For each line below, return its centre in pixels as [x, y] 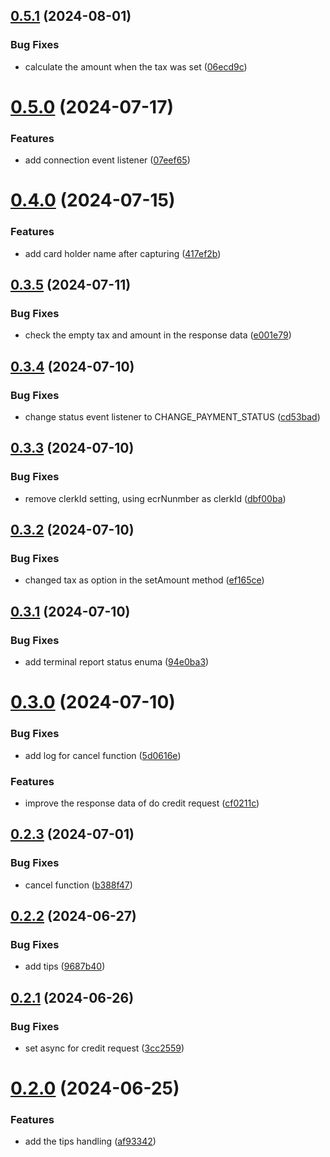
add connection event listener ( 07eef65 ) [107, 160]
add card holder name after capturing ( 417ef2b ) [123, 253]
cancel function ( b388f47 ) [78, 885]
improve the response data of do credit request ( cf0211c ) [142, 803]
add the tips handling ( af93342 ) [90, 1141]
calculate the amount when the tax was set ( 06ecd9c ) [136, 66]
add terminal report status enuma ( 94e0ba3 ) [117, 662]
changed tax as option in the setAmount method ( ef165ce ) [144, 580]
